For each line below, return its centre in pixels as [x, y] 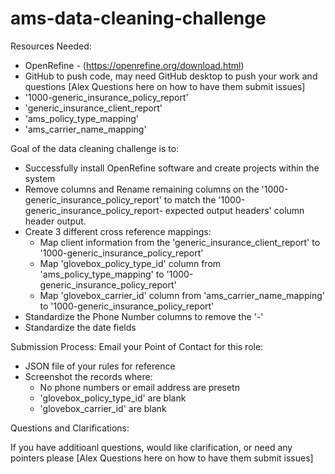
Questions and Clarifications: [70, 428]
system [40, 178]
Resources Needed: [51, 46]
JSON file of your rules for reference [100, 366]
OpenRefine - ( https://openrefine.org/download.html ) [134, 65]
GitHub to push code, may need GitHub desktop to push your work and [171, 76]
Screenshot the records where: [88, 376]
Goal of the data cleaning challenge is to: [95, 148]
